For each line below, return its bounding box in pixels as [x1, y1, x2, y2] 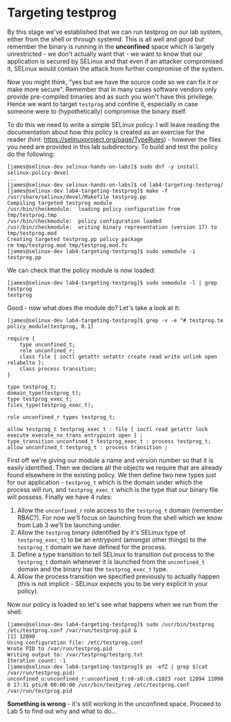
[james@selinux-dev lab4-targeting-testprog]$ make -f [7, 187, 168, 194]
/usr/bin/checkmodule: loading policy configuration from [7, 205, 181, 212]
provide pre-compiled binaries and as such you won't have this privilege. [7, 92, 214, 101]
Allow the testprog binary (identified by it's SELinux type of [17, 528, 186, 536]
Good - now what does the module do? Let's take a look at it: [7, 303, 181, 312]
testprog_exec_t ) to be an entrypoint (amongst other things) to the [17, 535, 207, 544]
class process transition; [19, 365, 97, 372]
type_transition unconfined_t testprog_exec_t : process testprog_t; [7, 437, 212, 445]
